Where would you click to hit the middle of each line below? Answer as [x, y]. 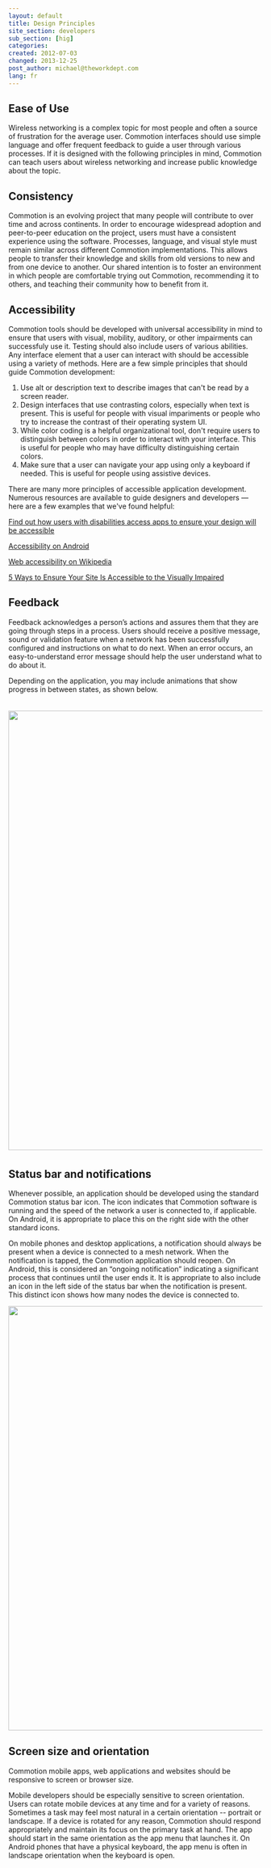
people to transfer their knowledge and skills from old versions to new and [132, 258]
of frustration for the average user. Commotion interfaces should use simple [135, 136]
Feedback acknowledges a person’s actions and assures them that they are [133, 622]
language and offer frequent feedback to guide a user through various [125, 145]
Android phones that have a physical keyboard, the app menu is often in [128, 1846]
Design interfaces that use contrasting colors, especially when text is [135, 405]
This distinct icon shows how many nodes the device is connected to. [124, 1295]
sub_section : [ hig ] [41, 38]
